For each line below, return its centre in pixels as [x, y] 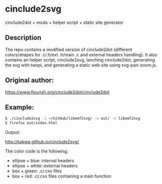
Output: [13, 132]
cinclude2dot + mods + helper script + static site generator [64, 22]
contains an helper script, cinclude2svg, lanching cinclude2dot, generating [80, 60]
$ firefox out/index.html [31, 123]
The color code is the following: [37, 151]
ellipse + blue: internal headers [43, 161]
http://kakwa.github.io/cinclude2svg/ [42, 142]
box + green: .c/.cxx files [37, 171]
